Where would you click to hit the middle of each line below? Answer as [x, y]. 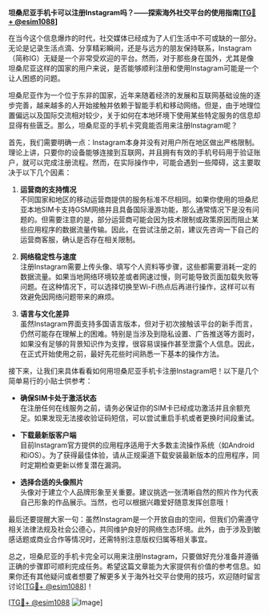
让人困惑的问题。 [36, 78]
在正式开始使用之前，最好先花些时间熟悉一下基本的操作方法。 [122, 354]
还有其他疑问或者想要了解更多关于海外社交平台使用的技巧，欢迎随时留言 [141, 576]
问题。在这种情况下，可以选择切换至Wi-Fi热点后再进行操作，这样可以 [134, 287]
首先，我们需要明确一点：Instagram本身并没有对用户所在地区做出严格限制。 [133, 142]
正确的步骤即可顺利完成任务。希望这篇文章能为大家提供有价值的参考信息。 [131, 566]
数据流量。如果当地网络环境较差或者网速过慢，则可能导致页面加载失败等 [139, 277]
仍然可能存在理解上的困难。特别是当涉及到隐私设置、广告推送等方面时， [139, 334]
